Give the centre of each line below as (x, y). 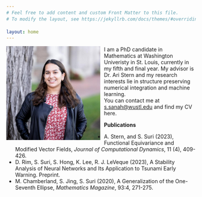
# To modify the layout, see (43, 19)
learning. (115, 94)
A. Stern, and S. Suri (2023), (139, 137)
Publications (120, 125)
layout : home (23, 32)
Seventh (25, 188)
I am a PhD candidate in (133, 50)
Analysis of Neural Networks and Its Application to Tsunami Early (95, 169)
